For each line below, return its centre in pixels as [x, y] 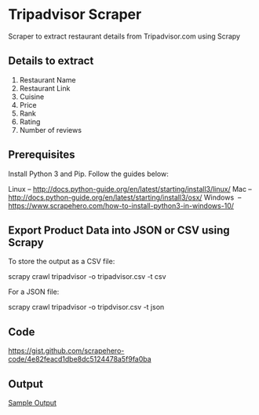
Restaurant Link [45, 88]
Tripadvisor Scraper [75, 15]
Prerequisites [42, 155]
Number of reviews [51, 130]
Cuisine [32, 97]
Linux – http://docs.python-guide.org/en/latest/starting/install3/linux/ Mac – [130, 189]
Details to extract [51, 61]
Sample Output [33, 403]
